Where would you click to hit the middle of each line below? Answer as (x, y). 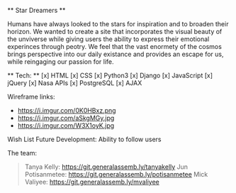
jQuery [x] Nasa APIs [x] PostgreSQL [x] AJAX (75, 83)
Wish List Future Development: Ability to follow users (84, 139)
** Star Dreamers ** (36, 10)
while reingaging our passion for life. (61, 62)
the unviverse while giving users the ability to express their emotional (108, 39)
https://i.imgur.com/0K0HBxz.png (67, 110)
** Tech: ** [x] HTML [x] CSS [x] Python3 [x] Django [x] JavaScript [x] (110, 75)
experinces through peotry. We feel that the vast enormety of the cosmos (114, 46)
